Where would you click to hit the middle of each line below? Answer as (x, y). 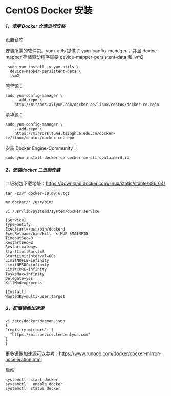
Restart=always (22, 247)
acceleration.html (24, 360)
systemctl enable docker (34, 384)
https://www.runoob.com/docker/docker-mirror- (110, 353)
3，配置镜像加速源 (25, 308)
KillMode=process (24, 283)
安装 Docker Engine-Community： (41, 148)
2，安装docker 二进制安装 (33, 170)
